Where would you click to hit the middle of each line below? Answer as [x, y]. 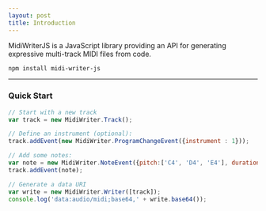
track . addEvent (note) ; [46, 170]
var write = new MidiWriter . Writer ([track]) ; [84, 192]
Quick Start [30, 96]
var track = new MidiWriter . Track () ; [70, 119]
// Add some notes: [40, 156]
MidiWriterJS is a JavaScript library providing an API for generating [118, 45]
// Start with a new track [53, 112]
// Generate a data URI [47, 184]
